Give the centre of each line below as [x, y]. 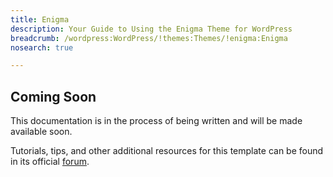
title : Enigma [40, 19]
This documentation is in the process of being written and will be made [156, 121]
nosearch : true [42, 47]
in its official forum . [50, 162]
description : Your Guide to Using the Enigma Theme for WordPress [151, 29]
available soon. [41, 132]
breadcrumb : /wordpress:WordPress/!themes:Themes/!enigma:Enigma [149, 38]
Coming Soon [53, 96]
